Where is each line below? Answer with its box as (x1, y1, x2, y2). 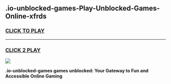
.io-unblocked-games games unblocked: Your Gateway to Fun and (5, 67, 149, 73)
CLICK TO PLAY (5, 27, 45, 35)
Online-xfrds (5, 12, 47, 21)
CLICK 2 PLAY (5, 46, 41, 53)
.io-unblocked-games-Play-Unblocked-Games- (5, 4, 160, 13)
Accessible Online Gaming (5, 73, 63, 79)
